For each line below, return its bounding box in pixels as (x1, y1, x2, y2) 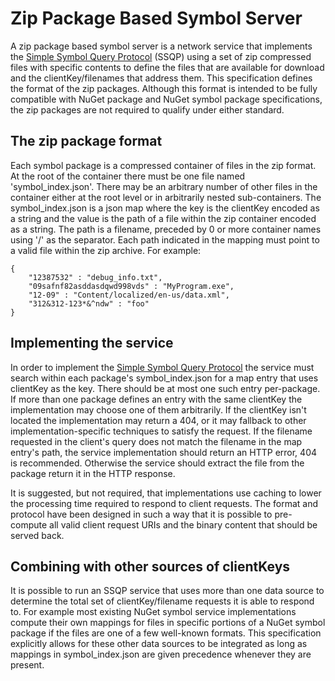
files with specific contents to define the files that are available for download (10, 61, 325, 73)
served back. (10, 529, 65, 541)
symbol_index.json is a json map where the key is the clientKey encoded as (10, 202, 320, 214)
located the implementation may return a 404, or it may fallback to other (10, 414, 307, 426)
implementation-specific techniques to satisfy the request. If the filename (10, 425, 313, 437)
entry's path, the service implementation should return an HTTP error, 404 (10, 446, 318, 458)
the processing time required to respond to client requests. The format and (10, 497, 319, 509)
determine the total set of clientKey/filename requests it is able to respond (10, 595, 315, 607)
